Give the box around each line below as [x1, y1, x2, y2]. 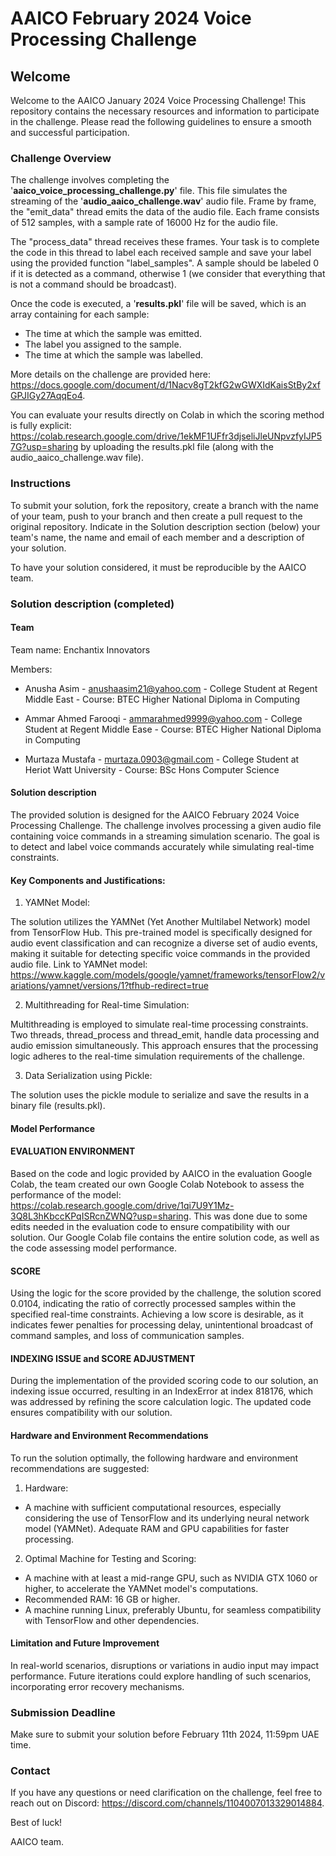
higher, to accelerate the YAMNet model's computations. [24, 1582, 259, 1594]
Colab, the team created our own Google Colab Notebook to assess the [10, 1178, 305, 1190]
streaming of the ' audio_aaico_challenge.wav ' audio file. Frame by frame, [10, 195, 317, 207]
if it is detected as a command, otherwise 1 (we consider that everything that [10, 268, 326, 280]
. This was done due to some [188, 1210, 308, 1222]
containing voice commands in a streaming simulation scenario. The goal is [10, 830, 320, 842]
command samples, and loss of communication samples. [10, 1330, 245, 1342]
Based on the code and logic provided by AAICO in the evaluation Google [10, 1167, 313, 1179]
